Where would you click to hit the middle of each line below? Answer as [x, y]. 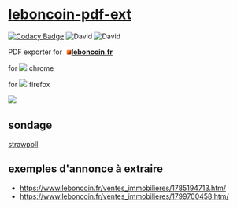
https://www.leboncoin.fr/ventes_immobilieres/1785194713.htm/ [123, 188]
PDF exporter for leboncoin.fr [60, 52]
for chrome [31, 68]
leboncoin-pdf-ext [70, 15]
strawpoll [23, 144]
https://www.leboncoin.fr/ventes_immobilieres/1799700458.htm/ [124, 196]
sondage [30, 125]
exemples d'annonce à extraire [86, 169]
